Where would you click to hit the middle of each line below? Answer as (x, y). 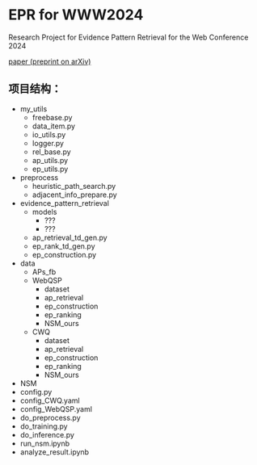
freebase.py (52, 117)
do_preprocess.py (50, 417)
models (44, 212)
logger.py (48, 143)
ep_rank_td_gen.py (63, 246)
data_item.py (53, 126)
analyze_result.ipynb (55, 452)
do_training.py (44, 426)
